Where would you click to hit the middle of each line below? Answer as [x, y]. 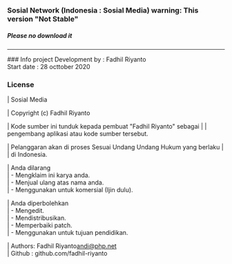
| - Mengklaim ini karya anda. [49, 176]
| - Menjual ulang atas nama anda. [56, 182]
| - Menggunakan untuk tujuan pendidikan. [68, 233]
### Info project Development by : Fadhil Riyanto [77, 59]
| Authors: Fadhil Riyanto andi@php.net [62, 246]
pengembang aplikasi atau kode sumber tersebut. [78, 134]
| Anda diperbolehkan [38, 203]
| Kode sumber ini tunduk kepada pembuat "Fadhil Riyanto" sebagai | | [107, 126]
